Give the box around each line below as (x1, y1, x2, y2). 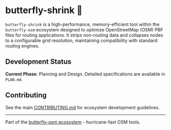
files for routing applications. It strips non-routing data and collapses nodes (5, 32, 163, 38)
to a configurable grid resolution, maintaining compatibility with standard (5, 37, 158, 44)
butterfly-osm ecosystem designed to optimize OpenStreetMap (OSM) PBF (5, 26, 164, 32)
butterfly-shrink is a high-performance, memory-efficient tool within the (5, 21, 160, 27)
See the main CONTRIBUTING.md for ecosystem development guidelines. (5, 104, 160, 110)
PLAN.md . (5, 76, 23, 82)
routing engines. (5, 42, 40, 49)
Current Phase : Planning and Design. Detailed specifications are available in (5, 71, 165, 77)
